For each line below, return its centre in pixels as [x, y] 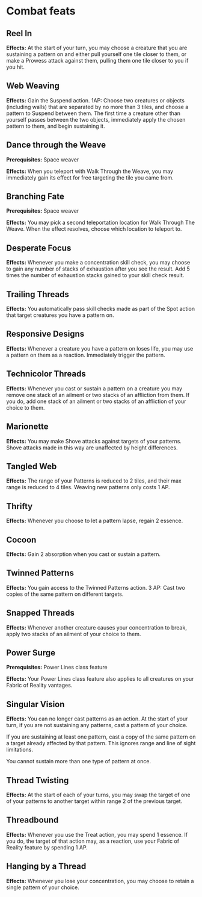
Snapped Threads [41, 613]
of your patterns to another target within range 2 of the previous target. [94, 801]
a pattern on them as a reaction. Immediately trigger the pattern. [86, 355]
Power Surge [31, 653]
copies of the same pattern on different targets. [65, 594]
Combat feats [41, 11]
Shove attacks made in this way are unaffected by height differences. [92, 448]
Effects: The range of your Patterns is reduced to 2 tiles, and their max [94, 481]
